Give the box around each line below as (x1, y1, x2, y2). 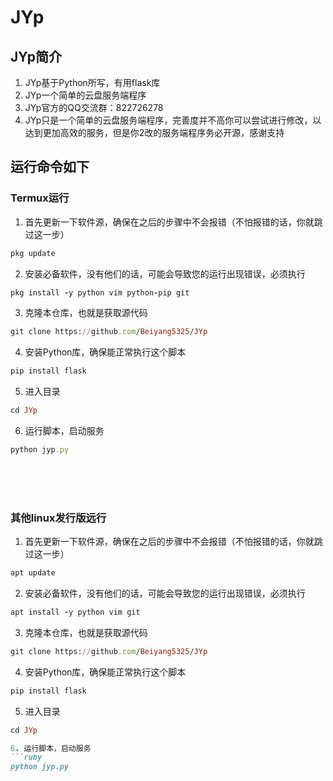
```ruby (10, 752, 43, 763)
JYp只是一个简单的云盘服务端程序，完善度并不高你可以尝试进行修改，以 (24, 114, 322, 126)
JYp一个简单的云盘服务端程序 (24, 89, 147, 101)
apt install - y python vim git (10, 607, 141, 618)
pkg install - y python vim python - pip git (10, 287, 190, 298)
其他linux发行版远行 (10, 511, 107, 525)
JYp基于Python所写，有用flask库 (24, 77, 161, 88)
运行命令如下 (10, 159, 90, 176)
